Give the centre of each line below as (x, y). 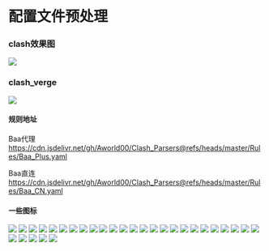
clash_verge (32, 83)
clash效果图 (32, 44)
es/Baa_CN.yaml (36, 190)
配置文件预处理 (58, 17)
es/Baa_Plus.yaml (38, 156)
